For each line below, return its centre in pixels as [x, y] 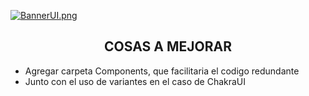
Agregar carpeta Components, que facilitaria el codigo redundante [162, 71]
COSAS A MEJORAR [168, 46]
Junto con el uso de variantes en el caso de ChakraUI [135, 81]
